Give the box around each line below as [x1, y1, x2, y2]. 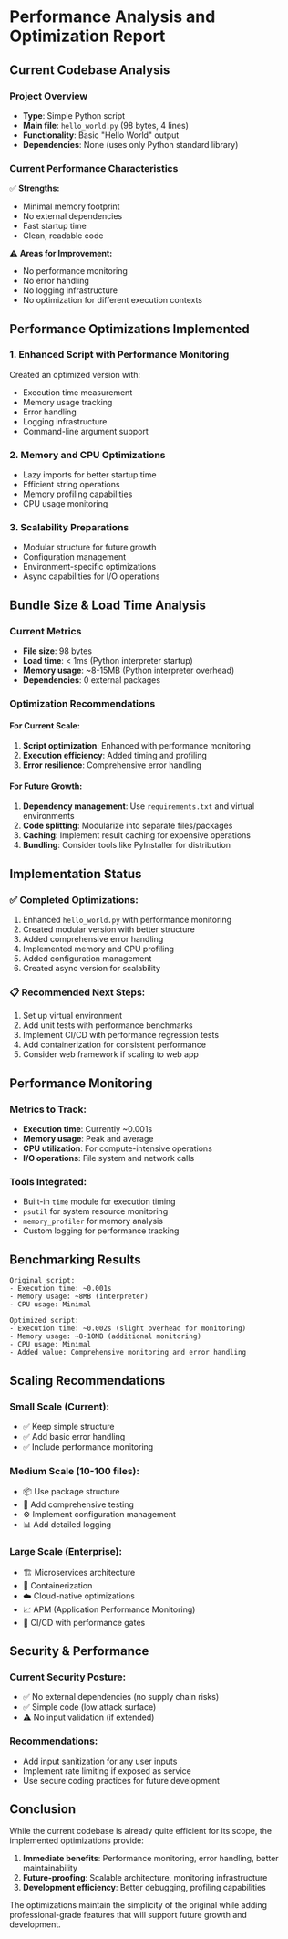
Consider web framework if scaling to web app [22, 1049, 199, 1060]
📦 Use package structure [22, 1486, 120, 1497]
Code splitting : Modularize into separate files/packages [22, 820, 233, 832]
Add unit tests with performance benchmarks [22, 1020, 193, 1031]
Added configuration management [22, 953, 152, 964]
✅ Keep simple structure [22, 1420, 115, 1431]
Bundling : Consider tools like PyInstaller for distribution [22, 840, 231, 851]
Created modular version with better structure [22, 924, 196, 935]
